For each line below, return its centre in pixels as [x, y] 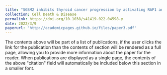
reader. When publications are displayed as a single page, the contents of [81, 58]
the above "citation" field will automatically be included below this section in [83, 63]
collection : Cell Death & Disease [41, 14]
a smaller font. [20, 68]
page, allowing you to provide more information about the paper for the [78, 53]
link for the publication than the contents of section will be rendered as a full [83, 47]
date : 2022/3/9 [21, 23]
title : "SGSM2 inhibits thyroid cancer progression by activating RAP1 [81, 10]
